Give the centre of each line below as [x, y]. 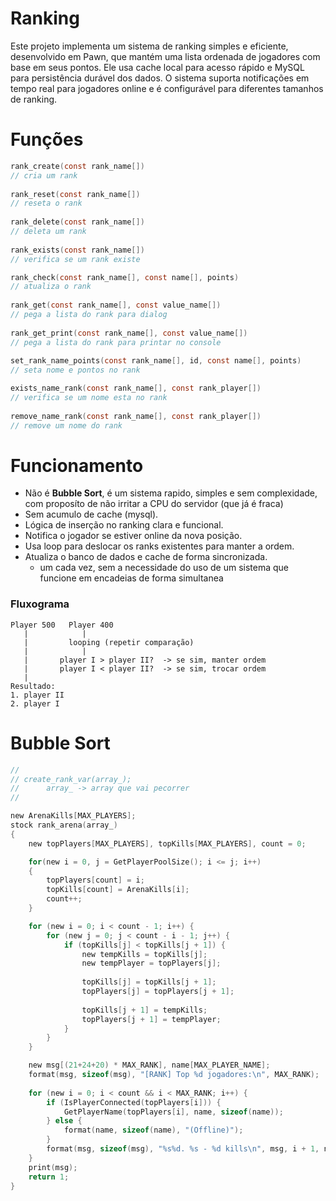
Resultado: [33, 686]
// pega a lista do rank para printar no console [116, 342]
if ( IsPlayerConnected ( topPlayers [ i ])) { [134, 1102]
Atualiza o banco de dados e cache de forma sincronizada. [146, 557]
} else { [64, 1121]
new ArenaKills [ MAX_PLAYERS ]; [73, 816]
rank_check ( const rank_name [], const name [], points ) [125, 277]
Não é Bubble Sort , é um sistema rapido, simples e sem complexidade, [171, 493]
